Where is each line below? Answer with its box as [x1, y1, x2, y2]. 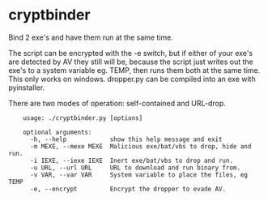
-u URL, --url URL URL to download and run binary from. [29, 164, 241, 172]
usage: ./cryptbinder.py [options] [23, 113, 143, 122]
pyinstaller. [8, 83, 45, 92]
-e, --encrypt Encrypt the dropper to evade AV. [29, 185, 227, 193]
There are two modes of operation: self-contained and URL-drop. [8, 98, 227, 108]
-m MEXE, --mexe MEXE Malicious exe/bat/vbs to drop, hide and [29, 142, 252, 151]
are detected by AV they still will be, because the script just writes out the [8, 57, 253, 66]
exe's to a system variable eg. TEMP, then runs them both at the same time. [8, 65, 261, 75]
